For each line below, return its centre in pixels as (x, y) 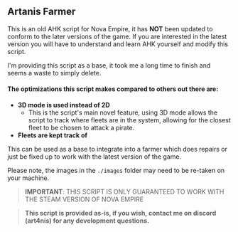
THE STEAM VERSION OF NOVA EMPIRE (84, 199)
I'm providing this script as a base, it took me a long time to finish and (109, 65)
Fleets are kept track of (52, 135)
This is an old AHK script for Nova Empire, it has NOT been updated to (110, 28)
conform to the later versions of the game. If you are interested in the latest (117, 36)
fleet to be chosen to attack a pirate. (81, 128)
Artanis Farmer (42, 12)
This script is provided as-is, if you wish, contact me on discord (120, 213)
